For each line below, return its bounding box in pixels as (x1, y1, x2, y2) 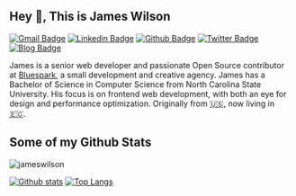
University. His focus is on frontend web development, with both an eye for (9, 88, 287, 99)
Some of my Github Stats (9, 135, 152, 150)
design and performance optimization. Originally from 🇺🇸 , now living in (9, 98, 275, 109)
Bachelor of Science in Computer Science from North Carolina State (9, 78, 262, 90)
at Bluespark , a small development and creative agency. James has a (9, 69, 265, 80)
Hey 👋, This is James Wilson (9, 9, 171, 24)
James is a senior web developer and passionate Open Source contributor (9, 59, 285, 70)
